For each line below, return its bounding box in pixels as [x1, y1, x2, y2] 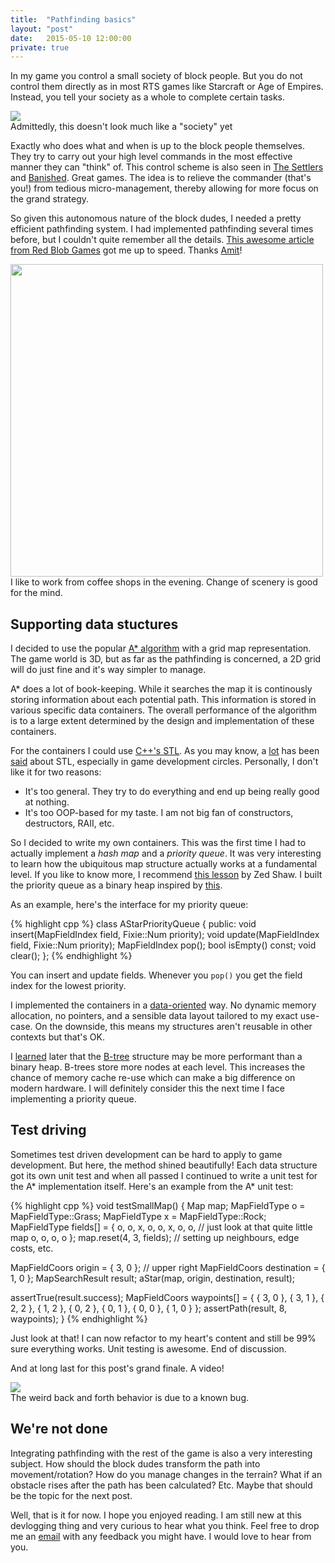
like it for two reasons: [10, 766, 102, 778]
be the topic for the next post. [10, 1489, 133, 1501]
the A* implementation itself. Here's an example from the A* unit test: [10, 1180, 294, 1192]
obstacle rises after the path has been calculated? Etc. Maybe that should [10, 1479, 313, 1491]
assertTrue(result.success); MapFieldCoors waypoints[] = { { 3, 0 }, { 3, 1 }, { [10, 1291, 325, 1303]
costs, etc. [10, 1242, 54, 1254]
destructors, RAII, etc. [24, 817, 115, 830]
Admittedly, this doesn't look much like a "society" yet [10, 121, 233, 133]
